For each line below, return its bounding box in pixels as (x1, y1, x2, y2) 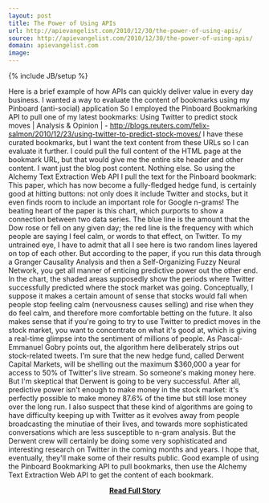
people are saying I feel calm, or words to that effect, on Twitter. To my (8, 232, 243, 241)
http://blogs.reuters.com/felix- (109, 121, 210, 130)
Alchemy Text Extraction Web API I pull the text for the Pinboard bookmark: (8, 172, 257, 181)
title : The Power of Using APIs (8, 19, 116, 27)
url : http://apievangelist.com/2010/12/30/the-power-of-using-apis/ (8, 26, 243, 34)
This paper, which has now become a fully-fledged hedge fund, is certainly (8, 181, 257, 189)
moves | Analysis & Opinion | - (8, 121, 108, 130)
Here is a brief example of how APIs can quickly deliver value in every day (8, 87, 254, 96)
